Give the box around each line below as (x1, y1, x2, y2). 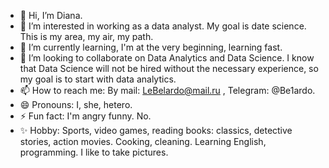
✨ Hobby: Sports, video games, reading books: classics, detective (19, 125, 293, 136)
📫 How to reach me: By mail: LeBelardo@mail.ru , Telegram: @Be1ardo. (19, 85, 316, 96)
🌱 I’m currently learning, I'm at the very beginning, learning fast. (19, 41, 283, 53)
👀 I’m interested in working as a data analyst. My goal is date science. (19, 20, 307, 32)
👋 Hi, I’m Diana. (19, 10, 83, 21)
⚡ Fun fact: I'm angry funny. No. (19, 110, 152, 122)
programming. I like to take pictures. (19, 146, 169, 158)
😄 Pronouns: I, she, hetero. (19, 99, 133, 110)
